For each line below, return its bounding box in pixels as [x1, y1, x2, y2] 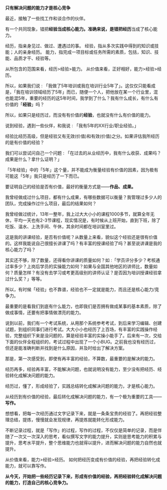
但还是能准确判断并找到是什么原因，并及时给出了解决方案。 [5, 345, 127, 351]
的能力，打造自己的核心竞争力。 [5, 480, 71, 486]
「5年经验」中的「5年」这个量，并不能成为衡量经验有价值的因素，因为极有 [5, 167, 159, 172]
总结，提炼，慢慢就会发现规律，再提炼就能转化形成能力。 [9, 417, 127, 423]
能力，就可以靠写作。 [5, 463, 49, 469]
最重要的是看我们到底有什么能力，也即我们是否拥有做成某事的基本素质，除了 [5, 304, 162, 309]
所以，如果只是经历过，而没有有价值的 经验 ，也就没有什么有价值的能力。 [5, 112, 153, 118]
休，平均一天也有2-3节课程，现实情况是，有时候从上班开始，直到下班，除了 [5, 217, 161, 223]
